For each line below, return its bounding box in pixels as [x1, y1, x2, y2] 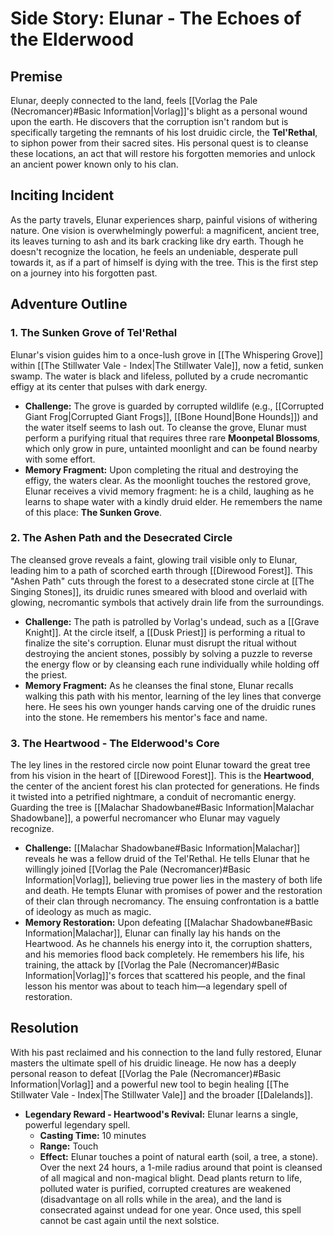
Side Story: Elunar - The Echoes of [10, 7, 302, 30]
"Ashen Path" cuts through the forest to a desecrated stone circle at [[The [10, 575, 315, 587]
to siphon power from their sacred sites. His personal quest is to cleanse [10, 137, 309, 149]
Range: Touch [39, 1140, 99, 1152]
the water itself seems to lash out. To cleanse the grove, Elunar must [24, 421, 307, 433]
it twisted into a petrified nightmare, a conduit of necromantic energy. [10, 791, 297, 803]
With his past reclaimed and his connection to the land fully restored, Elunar [10, 1046, 323, 1058]
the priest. [24, 668, 68, 681]
